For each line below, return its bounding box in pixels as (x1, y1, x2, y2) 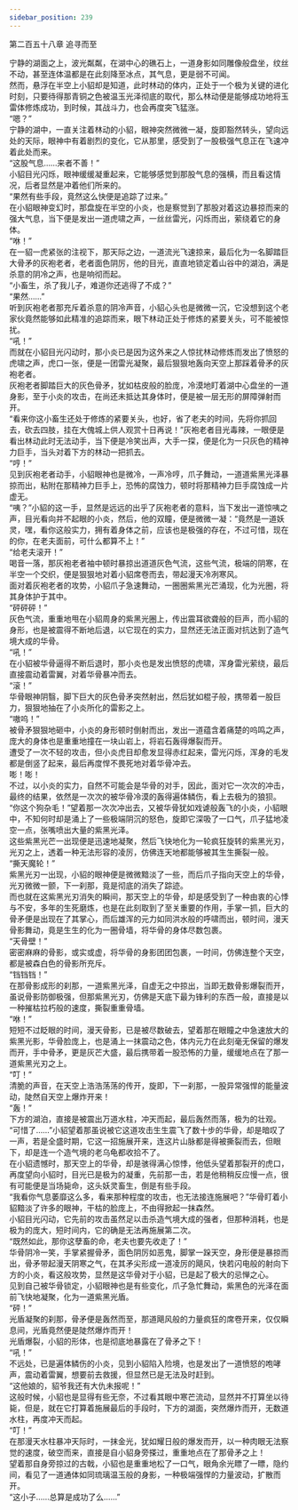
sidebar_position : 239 (9, 12, 93, 22)
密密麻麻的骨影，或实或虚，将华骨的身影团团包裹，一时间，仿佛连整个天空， (9, 946, 289, 957)
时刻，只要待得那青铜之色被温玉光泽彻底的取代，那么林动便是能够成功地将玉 (9, 91, 289, 101)
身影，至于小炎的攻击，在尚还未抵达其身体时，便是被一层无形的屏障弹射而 (9, 390, 281, 401)
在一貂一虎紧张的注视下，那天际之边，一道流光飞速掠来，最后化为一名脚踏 (9, 246, 281, 257)
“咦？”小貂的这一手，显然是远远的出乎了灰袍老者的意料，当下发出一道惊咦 (9, 502, 281, 512)
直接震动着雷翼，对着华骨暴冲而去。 (9, 669, 142, 679)
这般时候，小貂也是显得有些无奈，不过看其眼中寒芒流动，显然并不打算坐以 (9, 1391, 281, 1402)
